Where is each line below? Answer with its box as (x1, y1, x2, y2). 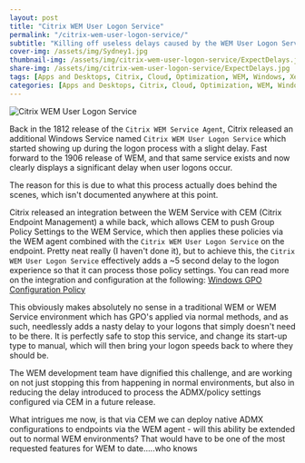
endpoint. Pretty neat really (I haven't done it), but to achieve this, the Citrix (9, 245, 296, 256)
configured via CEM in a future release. (9, 396, 156, 407)
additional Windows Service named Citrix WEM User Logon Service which (9, 133, 287, 143)
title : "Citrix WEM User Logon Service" (9, 22, 165, 31)
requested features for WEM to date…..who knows (9, 442, 198, 454)
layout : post (9, 13, 59, 23)
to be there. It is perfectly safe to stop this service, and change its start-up (9, 330, 288, 341)
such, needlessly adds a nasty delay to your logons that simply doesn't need (9, 320, 296, 331)
